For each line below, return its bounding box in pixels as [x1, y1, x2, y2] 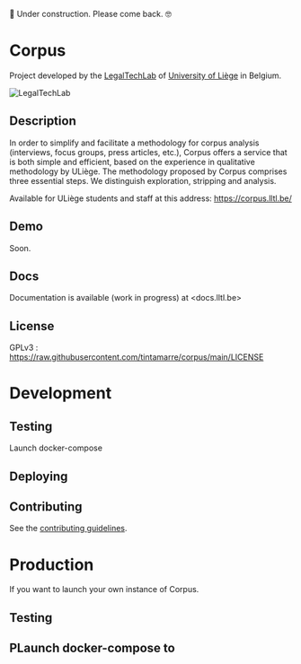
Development [9, 383, 112, 404]
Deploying [9, 468, 68, 484]
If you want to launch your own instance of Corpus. [9, 584, 199, 595]
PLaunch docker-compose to [9, 641, 175, 656]
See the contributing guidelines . [9, 523, 128, 534]
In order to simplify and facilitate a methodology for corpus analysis [9, 137, 260, 148]
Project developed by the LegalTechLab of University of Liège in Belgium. [9, 70, 281, 81]
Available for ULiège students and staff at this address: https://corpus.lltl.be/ [9, 193, 292, 204]
